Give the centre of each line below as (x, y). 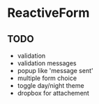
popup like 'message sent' (55, 71)
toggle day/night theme (51, 85)
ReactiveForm (48, 13)
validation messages (47, 63)
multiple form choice (47, 78)
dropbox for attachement (53, 93)
